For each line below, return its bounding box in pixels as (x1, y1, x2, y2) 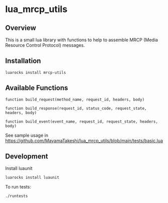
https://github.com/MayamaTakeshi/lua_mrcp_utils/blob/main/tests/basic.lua (5, 137, 163, 144)
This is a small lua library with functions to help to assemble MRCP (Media (5, 37, 158, 43)
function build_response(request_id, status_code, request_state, (5, 106, 147, 111)
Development (5, 152, 49, 161)
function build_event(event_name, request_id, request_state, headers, (5, 119, 158, 124)
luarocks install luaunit (5, 175, 59, 180)
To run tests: (5, 184, 31, 190)
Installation (5, 57, 41, 65)
